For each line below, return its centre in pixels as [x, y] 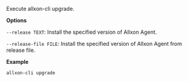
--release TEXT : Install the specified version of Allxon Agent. [82, 32]
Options [17, 20]
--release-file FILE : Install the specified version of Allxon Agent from [94, 44]
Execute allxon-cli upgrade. [40, 9]
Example [18, 62]
